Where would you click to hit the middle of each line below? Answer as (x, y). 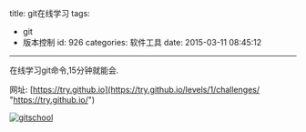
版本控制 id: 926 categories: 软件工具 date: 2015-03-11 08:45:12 (142, 42)
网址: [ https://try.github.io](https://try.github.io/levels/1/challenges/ (135, 90)
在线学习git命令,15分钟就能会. (64, 70)
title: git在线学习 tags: (50, 13)
